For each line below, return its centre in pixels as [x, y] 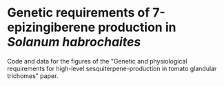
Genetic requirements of [79, 13]
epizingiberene [51, 27]
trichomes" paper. [33, 76]
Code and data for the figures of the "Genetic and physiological [97, 61]
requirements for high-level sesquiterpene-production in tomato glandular [112, 68]
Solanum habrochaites [74, 42]
